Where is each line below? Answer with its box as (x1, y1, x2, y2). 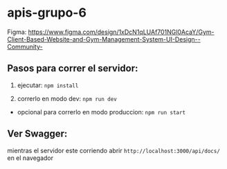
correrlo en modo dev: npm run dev (17, 94, 118, 103)
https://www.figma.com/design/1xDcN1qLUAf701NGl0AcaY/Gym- (28, 28, 215, 36)
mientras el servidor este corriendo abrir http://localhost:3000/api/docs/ (7, 146, 220, 154)
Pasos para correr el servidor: (7, 62, 138, 74)
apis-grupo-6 (7, 5, 87, 21)
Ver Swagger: (7, 128, 68, 140)
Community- (7, 42, 43, 51)
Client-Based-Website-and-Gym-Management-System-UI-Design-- (7, 35, 201, 43)
